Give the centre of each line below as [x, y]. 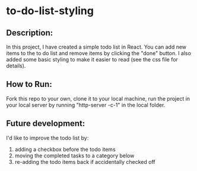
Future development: [46, 123]
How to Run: [29, 84]
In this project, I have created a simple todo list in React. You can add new [96, 47]
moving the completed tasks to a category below [74, 156]
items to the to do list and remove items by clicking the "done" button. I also [99, 53]
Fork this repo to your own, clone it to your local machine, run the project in [98, 98]
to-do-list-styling [50, 11]
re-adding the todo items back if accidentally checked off [85, 162]
